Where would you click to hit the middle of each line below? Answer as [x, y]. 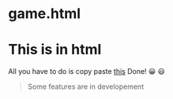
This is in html [55, 50]
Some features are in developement [86, 86]
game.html [45, 14]
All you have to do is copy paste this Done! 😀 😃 [87, 71]
